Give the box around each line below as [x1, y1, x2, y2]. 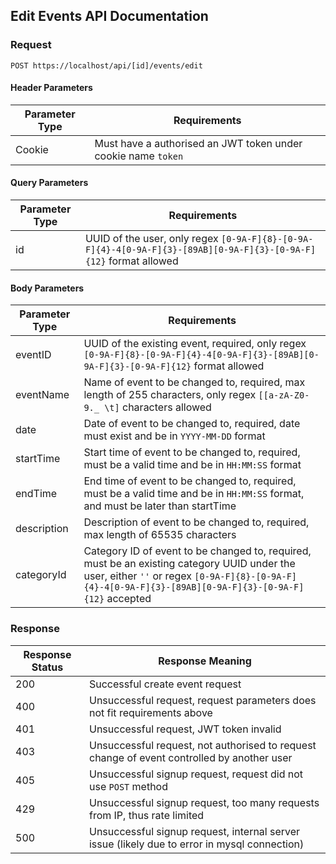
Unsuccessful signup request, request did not [88, 767, 304, 781]
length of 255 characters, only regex [83, 388, 257, 402]
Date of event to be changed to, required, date [83, 417, 301, 431]
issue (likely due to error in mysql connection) [88, 837, 305, 851]
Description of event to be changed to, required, [83, 515, 310, 529]
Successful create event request [88, 677, 242, 691]
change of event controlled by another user [88, 750, 293, 764]
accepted [106, 592, 152, 606]
